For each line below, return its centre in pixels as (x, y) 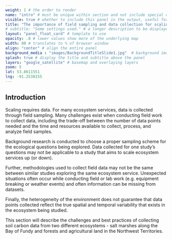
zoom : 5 (14, 67)
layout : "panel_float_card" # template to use (56, 34)
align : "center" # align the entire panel (51, 48)
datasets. (15, 189)
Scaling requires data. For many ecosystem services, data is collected (79, 110)
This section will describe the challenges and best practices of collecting (82, 220)
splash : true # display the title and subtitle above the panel (75, 58)
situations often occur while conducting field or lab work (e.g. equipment (82, 178)
